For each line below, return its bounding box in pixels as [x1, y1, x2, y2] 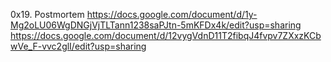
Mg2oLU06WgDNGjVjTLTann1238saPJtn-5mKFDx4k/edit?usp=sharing [10, 19, 302, 31]
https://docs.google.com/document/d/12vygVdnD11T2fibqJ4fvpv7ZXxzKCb [10, 30, 322, 41]
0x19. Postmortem [10, 9, 85, 20]
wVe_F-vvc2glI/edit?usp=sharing [10, 40, 147, 52]
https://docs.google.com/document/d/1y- [86, 9, 258, 20]
